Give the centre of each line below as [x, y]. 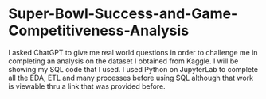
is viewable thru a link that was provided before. [87, 86]
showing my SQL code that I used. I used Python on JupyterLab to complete [133, 69]
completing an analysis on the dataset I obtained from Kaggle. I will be [123, 61]
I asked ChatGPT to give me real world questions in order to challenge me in [133, 52]
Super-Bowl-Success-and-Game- [123, 14]
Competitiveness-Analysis [99, 30]
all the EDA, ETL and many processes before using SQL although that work [131, 78]
